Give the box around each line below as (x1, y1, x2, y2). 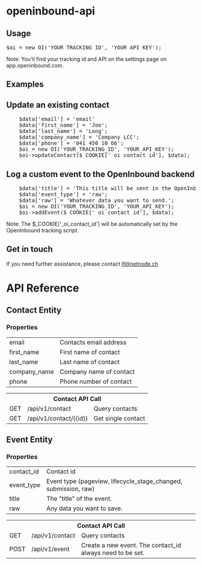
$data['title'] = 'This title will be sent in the (19, 185, 171, 192)
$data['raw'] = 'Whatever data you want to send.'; (19, 197, 174, 204)
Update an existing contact (6, 99, 110, 110)
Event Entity (6, 435, 53, 445)
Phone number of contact (60, 377, 132, 386)
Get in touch (6, 244, 53, 254)
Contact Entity (6, 305, 62, 316)
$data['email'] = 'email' (19, 116, 96, 123)
